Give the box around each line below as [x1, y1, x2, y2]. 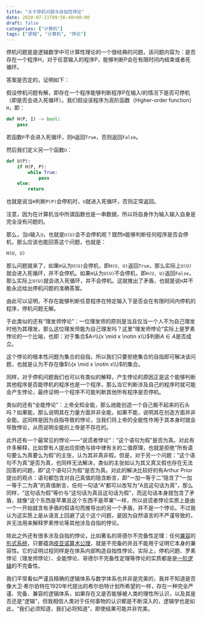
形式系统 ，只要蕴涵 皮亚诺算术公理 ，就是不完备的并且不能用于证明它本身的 [6, 540, 191, 546]
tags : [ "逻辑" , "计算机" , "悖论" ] [6, 31, 87, 37]
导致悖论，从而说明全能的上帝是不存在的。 [6, 424, 112, 431]
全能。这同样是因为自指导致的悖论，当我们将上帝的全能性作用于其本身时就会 [6, 416, 196, 423]
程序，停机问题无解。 [6, 305, 59, 312]
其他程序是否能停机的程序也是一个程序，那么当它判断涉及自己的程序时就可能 [6, 381, 196, 388]
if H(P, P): [17, 164, 47, 170]
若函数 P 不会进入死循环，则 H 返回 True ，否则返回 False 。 [6, 133, 141, 140]
